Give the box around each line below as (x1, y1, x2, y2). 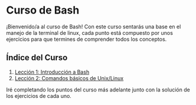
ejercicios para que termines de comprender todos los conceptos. (6, 35, 167, 42)
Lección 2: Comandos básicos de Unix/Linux (14, 74, 124, 81)
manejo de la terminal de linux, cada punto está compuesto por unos (6, 29, 173, 36)
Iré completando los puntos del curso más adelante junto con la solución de (6, 86, 190, 93)
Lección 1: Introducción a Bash (14, 68, 90, 76)
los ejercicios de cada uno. (6, 92, 72, 99)
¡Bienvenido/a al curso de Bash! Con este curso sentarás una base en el (6, 23, 181, 30)
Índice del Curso (6, 52, 68, 63)
